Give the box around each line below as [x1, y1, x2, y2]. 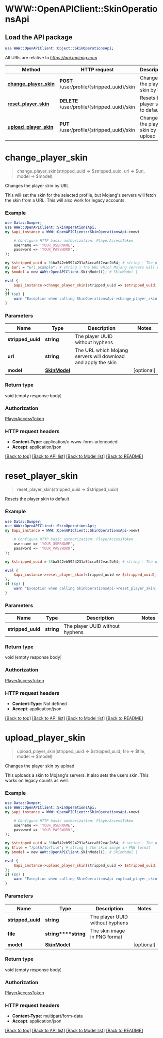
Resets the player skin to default [5, 496, 69, 502]
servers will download [75, 353, 125, 360]
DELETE [59, 97, 78, 104]
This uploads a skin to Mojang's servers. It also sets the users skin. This [5, 772, 149, 778]
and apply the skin [75, 359, 117, 366]
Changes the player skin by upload [5, 763, 75, 769]
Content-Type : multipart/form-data [12, 1013, 83, 1019]
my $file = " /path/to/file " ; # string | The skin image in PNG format [5, 845, 151, 850]
